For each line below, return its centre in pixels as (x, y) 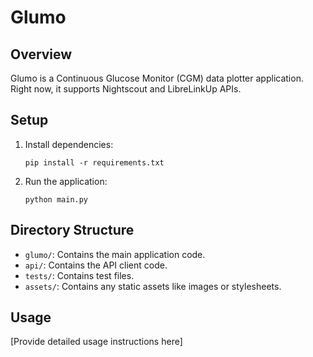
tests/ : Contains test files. (79, 275)
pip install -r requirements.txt (94, 162)
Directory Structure (72, 230)
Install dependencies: (69, 144)
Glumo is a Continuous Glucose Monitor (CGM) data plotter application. (157, 78)
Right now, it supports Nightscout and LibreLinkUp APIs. (126, 89)
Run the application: (66, 181)
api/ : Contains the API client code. (96, 265)
